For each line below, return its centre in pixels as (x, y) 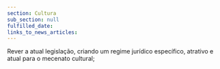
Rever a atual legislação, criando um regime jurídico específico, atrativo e (110, 51)
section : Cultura (32, 13)
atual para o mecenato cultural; (51, 59)
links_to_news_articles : (42, 32)
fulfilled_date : (30, 26)
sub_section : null (33, 20)
